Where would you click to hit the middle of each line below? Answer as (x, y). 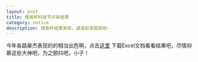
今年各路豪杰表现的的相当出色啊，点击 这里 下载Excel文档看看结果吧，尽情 (97, 45)
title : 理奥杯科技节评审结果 (38, 17)
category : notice (28, 22)
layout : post (22, 12)
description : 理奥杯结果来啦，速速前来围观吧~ (58, 28)
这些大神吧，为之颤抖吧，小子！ (50, 53)
